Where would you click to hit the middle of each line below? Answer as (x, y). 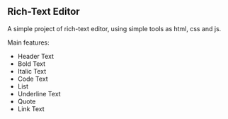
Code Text (33, 79)
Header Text (36, 56)
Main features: (28, 42)
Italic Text (32, 71)
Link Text (31, 108)
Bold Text (32, 64)
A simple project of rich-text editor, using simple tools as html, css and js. (114, 28)
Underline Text (39, 93)
